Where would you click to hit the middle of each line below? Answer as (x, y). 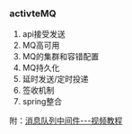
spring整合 (42, 102)
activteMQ (33, 13)
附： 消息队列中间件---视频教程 (66, 121)
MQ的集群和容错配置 (61, 57)
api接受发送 (44, 34)
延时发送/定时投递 (55, 79)
